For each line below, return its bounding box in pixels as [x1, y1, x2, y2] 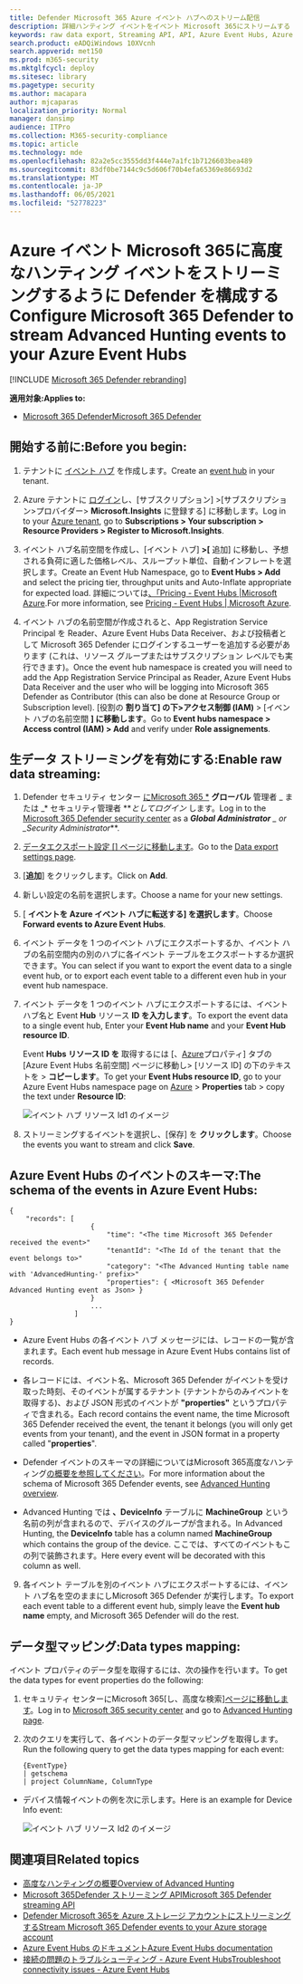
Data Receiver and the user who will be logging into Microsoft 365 [22, 681, 270, 692]
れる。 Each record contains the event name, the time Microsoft [53, 1409, 290, 1420]
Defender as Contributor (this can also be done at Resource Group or [22, 690, 280, 702]
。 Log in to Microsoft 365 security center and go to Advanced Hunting [30, 1705, 293, 1716]
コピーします [48, 1071, 97, 1083]
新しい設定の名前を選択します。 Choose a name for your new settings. [22, 890, 283, 901]
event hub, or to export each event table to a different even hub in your [22, 970, 287, 981]
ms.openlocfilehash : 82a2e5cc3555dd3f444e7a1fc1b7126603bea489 [9, 156, 253, 166]
